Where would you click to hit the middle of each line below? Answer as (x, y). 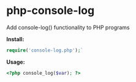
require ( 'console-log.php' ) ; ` (45, 50)
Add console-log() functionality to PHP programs (68, 27)
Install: (15, 39)
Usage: (16, 62)
